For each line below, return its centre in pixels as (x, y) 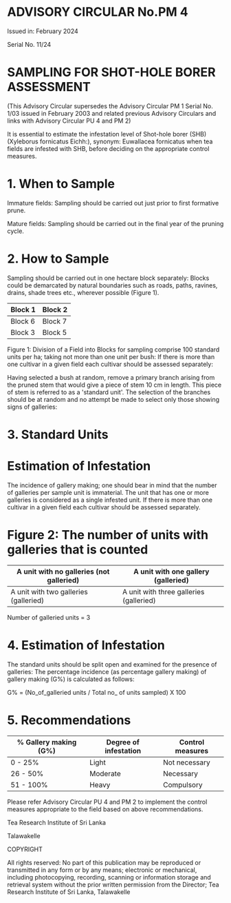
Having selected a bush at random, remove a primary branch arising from (111, 377)
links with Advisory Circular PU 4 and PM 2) (69, 121)
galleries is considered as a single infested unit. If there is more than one (110, 500)
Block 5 (55, 332)
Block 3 (23, 332)
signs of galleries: (32, 407)
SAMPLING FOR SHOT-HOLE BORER (111, 72)
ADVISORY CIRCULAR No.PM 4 (98, 12)
